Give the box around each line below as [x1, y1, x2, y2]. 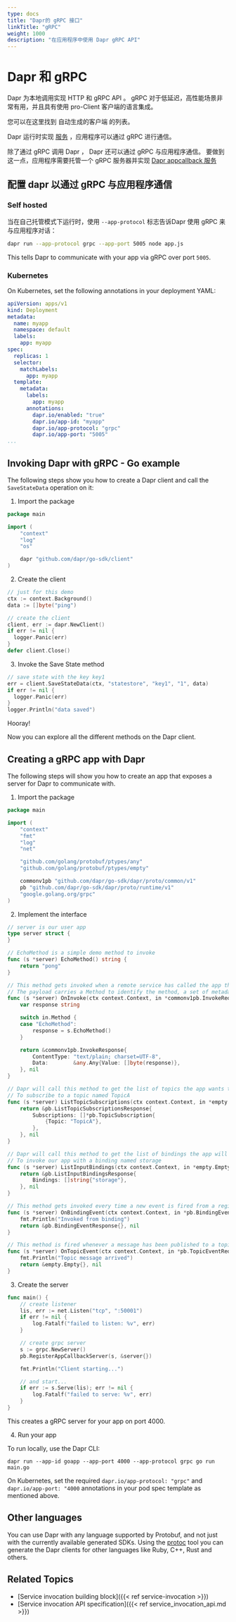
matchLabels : [20, 366, 58, 373]
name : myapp [13, 320, 49, 327]
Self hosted [7, 200, 48, 210]
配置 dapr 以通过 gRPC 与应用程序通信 [7, 179, 173, 191]
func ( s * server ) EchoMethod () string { [7, 956, 128, 963]
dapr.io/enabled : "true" [32, 411, 105, 419]
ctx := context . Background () [7, 595, 93, 602]
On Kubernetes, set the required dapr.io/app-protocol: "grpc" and [7, 1476, 203, 1485]
